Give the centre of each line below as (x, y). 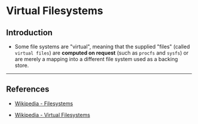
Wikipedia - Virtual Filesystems (52, 115)
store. (22, 65)
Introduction (29, 33)
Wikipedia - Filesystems (44, 103)
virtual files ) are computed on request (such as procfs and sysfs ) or (101, 53)
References (28, 89)
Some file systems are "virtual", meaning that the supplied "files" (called (102, 46)
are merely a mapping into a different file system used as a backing (96, 59)
